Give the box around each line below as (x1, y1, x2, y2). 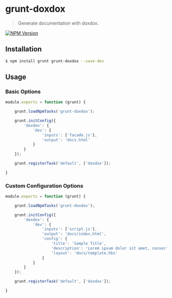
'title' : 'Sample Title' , (51, 241, 106, 246)
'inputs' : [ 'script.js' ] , (41, 227, 97, 232)
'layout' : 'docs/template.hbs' (51, 250, 118, 255)
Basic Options (5, 88, 41, 95)
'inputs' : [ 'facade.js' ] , (41, 132, 97, 137)
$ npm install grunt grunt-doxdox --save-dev (5, 58, 104, 64)
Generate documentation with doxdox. (17, 20, 99, 26)
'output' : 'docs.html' (41, 137, 91, 143)
